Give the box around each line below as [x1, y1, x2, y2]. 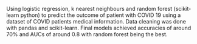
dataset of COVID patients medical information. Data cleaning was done [6, 18, 187, 25]
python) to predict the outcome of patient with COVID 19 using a [20, 11, 181, 19]
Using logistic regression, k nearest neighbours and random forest [6, 5, 173, 12]
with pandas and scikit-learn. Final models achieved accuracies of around [6, 24, 192, 31]
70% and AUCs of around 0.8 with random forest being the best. [6, 31, 168, 38]
